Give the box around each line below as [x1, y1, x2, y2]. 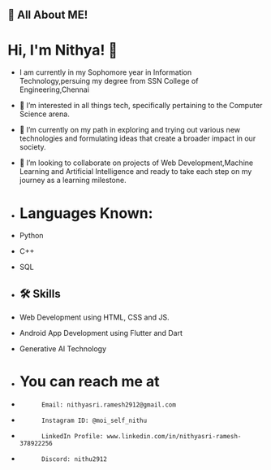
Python [19, 231, 44, 241]
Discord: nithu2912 [41, 455, 107, 463]
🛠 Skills [19, 286, 62, 301]
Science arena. [19, 109, 70, 119]
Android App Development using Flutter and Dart [19, 329, 183, 338]
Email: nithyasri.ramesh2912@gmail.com [41, 401, 176, 409]
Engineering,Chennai [19, 85, 90, 94]
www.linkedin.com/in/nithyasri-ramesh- [106, 433, 242, 441]
